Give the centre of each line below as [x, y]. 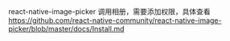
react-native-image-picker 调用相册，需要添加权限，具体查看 [109, 11]
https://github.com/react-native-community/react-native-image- [115, 20]
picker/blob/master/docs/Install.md [66, 29]
